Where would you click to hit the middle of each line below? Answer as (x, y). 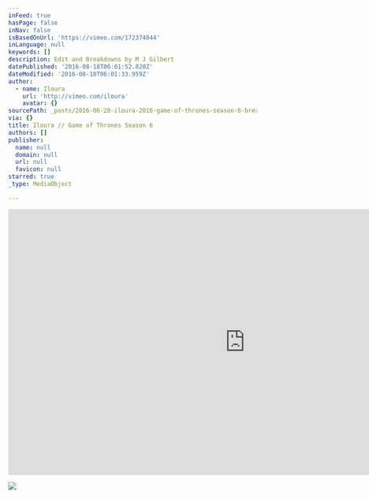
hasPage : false (33, 23)
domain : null (37, 154)
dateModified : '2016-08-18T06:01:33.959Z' (79, 74)
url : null (31, 162)
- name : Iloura (40, 89)
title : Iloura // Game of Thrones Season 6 (81, 125)
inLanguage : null (37, 45)
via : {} (21, 118)
